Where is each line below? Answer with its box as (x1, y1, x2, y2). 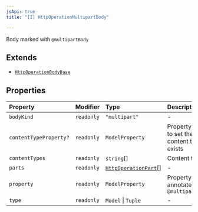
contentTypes (9, 155, 46, 162)
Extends (6, 53, 37, 63)
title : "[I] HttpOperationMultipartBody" (6, 14, 110, 20)
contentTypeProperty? (9, 134, 70, 141)
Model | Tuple (105, 196, 141, 204)
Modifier (75, 103, 100, 111)
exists (167, 145, 184, 153)
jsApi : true (6, 8, 35, 15)
